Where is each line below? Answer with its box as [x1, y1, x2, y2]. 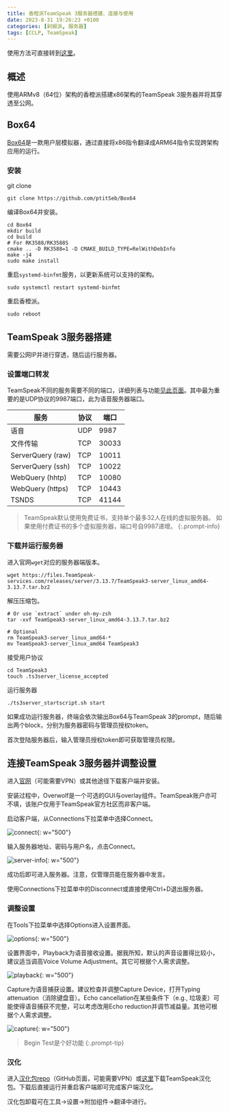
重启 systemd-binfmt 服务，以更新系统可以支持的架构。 [7, 270, 159, 279]
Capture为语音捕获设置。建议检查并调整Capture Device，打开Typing [7, 985, 200, 993]
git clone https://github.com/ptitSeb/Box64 [7, 195, 136, 202]
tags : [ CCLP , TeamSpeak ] [7, 29, 78, 36]
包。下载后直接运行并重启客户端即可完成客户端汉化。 [7, 1083, 157, 1091]
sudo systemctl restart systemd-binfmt [7, 284, 121, 292]
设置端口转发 [7, 369, 50, 379]
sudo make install [7, 258, 59, 265]
